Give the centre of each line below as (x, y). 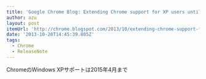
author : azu (21, 18)
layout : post (23, 23)
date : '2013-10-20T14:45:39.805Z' (51, 35)
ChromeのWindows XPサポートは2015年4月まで (67, 69)
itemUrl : (17, 29)
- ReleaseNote (30, 52)
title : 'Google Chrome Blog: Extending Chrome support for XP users (96, 12)
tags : (13, 40)
